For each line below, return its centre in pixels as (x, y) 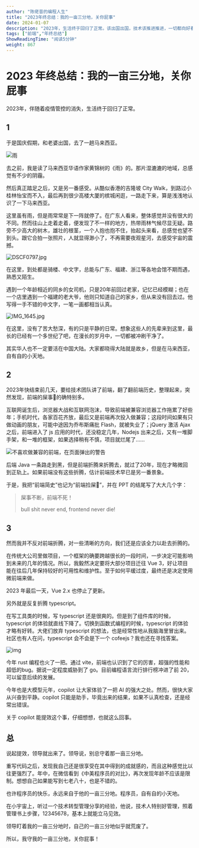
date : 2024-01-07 (28, 23)
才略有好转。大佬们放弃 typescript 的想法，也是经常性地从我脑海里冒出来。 (98, 631)
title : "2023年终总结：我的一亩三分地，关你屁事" (61, 17)
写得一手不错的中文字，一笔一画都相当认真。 (61, 304)
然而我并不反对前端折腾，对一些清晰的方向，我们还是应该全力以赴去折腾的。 (99, 543)
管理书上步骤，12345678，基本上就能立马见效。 (65, 814)
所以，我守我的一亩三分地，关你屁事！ (53, 839)
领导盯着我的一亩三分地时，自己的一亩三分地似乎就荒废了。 (79, 826)
